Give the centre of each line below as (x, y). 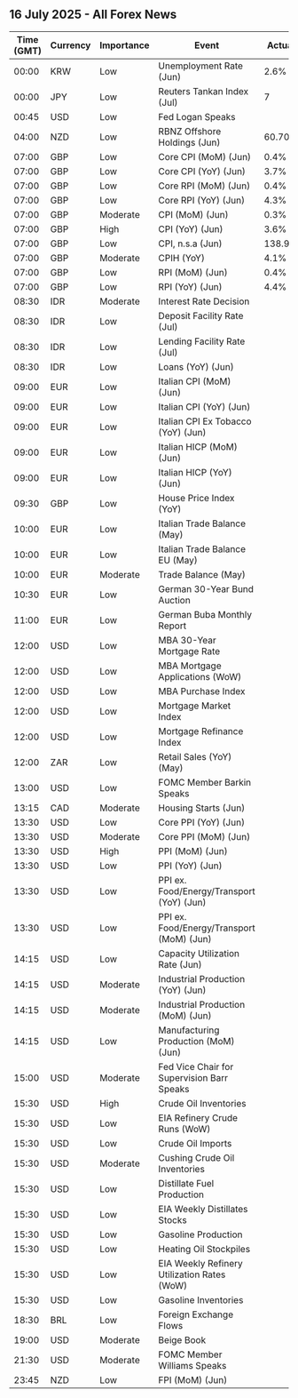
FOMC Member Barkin (205, 782)
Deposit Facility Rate (201, 316)
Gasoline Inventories (201, 1299)
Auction (174, 600)
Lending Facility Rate (202, 341)
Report (173, 626)
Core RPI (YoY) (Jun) (202, 200)
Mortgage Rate (189, 651)
